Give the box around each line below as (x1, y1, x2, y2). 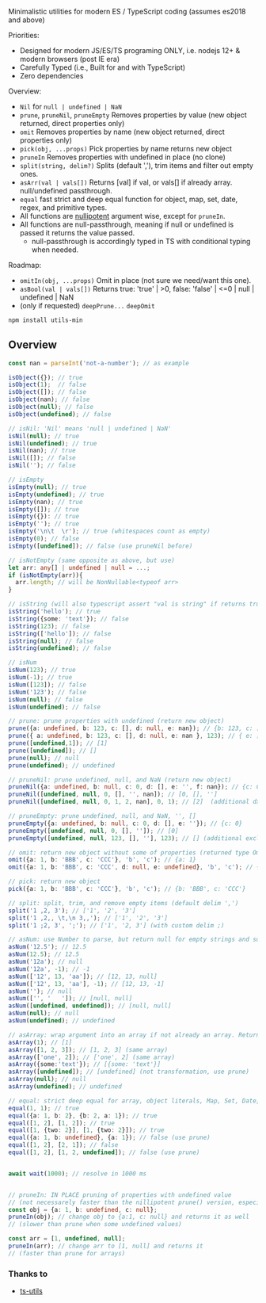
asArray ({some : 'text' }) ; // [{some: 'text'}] (8, 1060, 161, 1068)
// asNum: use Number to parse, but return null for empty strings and (8, 935, 249, 944)
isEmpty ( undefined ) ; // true (8, 491, 104, 499)
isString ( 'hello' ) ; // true (8, 608, 101, 616)
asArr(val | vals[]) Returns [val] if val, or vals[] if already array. (19, 178, 233, 187)
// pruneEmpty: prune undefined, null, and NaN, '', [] (8, 812, 196, 820)
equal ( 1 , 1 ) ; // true (8, 1104, 80, 1112)
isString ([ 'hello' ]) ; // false (8, 629, 112, 637)
